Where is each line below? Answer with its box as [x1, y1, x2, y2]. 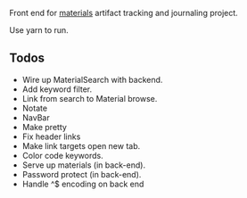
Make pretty [21, 121, 67, 132]
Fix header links [21, 131, 81, 142]
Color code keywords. [21, 150, 104, 161]
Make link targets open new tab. [21, 140, 141, 151]
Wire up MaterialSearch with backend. [21, 74, 163, 85]
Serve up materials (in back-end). [21, 160, 145, 170]
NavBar [21, 111, 51, 123]
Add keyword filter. [21, 84, 93, 95]
